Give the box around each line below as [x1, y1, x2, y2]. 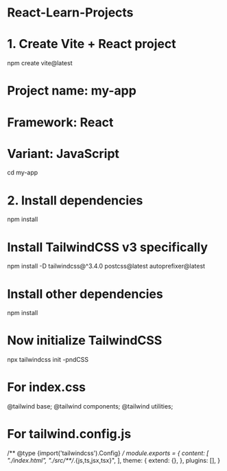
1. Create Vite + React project [7, 36, 176, 52]
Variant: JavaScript [7, 146, 120, 161]
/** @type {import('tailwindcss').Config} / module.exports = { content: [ [7, 449, 209, 457]
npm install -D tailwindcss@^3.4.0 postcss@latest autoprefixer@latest [7, 262, 206, 271]
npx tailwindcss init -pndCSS [7, 356, 89, 364]
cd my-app [7, 168, 38, 176]
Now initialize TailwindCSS [7, 333, 163, 348]
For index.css [7, 380, 86, 395]
